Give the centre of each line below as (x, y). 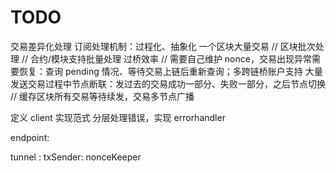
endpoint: (30, 137)
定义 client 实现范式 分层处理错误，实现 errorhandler (118, 117)
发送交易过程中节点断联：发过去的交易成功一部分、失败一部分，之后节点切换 (168, 83)
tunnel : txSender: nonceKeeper (76, 157)
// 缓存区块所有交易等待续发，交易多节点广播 (102, 96)
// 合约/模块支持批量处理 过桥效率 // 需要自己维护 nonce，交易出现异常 (166, 58)
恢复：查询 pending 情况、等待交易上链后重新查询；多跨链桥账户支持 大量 (170, 71)
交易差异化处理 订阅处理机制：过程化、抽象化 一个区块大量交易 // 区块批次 (163, 46)
